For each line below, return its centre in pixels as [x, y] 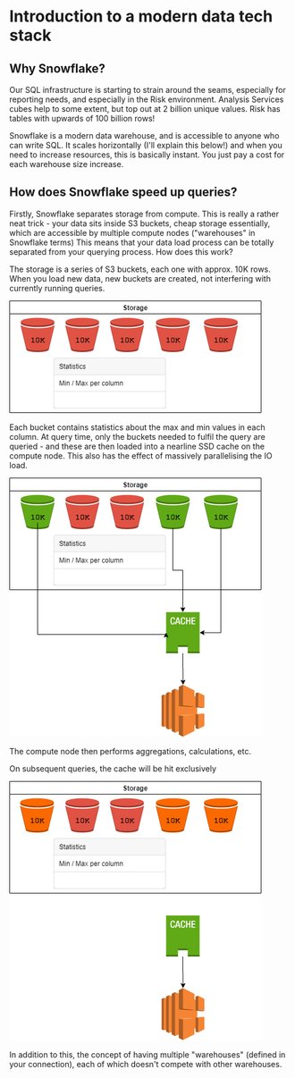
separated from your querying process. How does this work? [122, 251]
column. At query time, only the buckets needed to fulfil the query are [137, 436]
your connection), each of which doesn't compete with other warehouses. [146, 1064]
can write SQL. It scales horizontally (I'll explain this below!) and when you [146, 145]
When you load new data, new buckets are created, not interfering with [140, 278]
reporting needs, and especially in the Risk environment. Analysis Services [147, 99]
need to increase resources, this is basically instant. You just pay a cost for [147, 155]
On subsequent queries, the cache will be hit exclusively [113, 768]
